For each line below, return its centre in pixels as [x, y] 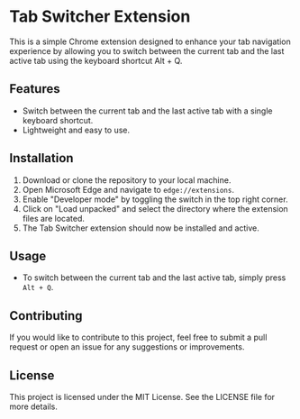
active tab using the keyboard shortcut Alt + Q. [96, 60]
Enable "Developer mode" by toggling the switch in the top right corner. [155, 199]
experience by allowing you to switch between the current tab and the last [147, 50]
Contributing [46, 316]
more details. [34, 406]
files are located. [54, 218]
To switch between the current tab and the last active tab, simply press [154, 278]
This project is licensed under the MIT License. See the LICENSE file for [142, 397]
